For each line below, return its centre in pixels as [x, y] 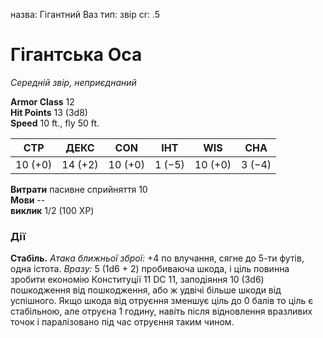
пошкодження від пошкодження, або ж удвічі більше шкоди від [146, 290]
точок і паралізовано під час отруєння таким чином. [122, 322]
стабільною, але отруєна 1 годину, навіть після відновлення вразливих [161, 311]
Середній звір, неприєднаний [73, 82]
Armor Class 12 [42, 101]
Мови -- [28, 200]
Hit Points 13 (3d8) [49, 112]
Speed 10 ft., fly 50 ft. [55, 123]
